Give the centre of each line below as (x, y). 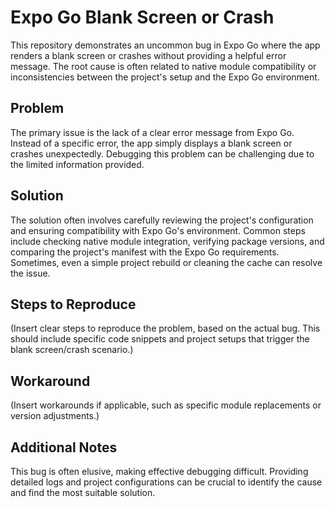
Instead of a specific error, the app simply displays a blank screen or (151, 143)
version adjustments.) (55, 416)
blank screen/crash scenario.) (72, 350)
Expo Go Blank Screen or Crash (142, 17)
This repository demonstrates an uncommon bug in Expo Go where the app (165, 45)
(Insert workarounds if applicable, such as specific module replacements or (166, 405)
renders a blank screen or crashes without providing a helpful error (148, 55)
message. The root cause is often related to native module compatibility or (163, 66)
